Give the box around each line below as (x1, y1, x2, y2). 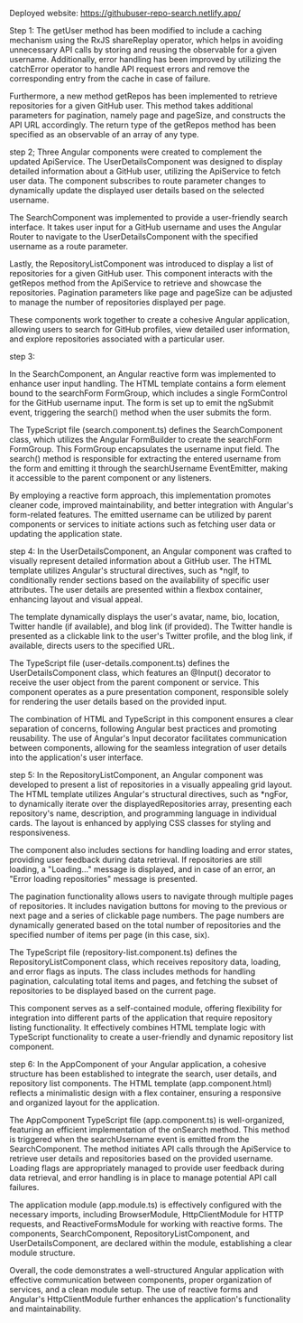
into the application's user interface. (9, 752, 144, 763)
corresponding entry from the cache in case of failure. (9, 73, 211, 84)
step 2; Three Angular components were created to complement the (9, 146, 262, 157)
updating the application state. (9, 529, 123, 539)
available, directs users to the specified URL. (9, 641, 176, 651)
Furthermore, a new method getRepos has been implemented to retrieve (9, 90, 278, 101)
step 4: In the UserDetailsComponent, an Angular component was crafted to (9, 546, 292, 557)
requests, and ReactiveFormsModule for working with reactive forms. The (9, 1219, 283, 1229)
